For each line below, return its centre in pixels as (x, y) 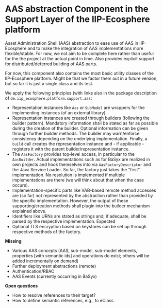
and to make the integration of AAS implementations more (85, 48)
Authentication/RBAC (33, 271)
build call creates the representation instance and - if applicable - (78, 144)
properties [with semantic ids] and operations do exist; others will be (81, 255)
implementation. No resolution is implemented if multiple (68, 175)
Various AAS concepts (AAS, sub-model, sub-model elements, (74, 250)
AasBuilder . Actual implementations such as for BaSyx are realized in (81, 159)
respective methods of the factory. (47, 232)
